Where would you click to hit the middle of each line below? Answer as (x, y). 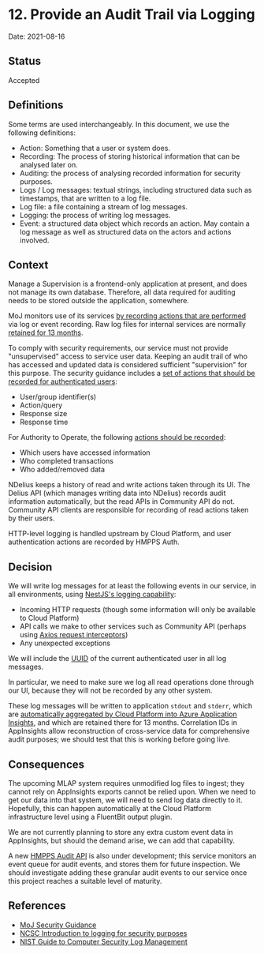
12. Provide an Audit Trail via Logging (132, 15)
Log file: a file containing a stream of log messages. (103, 206)
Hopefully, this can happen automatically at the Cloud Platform (110, 808)
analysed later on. (48, 164)
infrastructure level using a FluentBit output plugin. (90, 817)
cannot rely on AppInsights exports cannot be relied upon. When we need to (132, 792)
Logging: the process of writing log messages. (95, 215)
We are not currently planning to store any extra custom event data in (121, 832)
